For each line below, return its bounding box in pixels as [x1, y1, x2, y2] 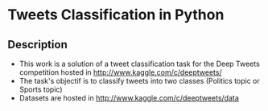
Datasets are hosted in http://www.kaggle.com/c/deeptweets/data [19, 93, 239, 102]
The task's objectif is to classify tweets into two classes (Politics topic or [19, 76, 261, 85]
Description [7, 38, 68, 51]
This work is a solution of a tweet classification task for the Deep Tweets [19, 59, 261, 68]
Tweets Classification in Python [7, 6, 225, 24]
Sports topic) [19, 84, 63, 94]
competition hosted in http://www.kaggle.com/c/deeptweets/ [19, 68, 222, 77]
